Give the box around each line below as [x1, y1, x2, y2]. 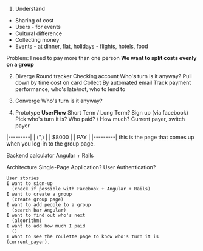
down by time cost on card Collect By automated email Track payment [15, 79, 191, 86]
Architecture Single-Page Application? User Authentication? [6, 164, 156, 170]
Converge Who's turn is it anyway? [15, 97, 103, 104]
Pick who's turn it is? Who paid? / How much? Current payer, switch [15, 115, 185, 122]
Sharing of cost [15, 17, 54, 24]
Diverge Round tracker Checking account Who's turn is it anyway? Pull [15, 73, 193, 79]
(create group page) [12, 196, 64, 202]
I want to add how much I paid [6, 223, 86, 229]
